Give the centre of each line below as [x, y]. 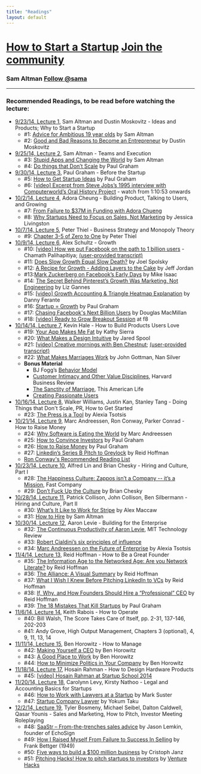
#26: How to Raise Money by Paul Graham [76, 447]
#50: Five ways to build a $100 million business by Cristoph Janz [103, 752]
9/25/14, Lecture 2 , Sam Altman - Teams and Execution [83, 153]
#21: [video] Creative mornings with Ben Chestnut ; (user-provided [105, 345]
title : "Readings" [29, 12]
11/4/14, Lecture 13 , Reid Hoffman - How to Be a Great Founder [92, 555]
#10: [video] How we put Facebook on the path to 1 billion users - [104, 249]
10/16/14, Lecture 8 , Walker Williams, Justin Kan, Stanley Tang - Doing [101, 402]
